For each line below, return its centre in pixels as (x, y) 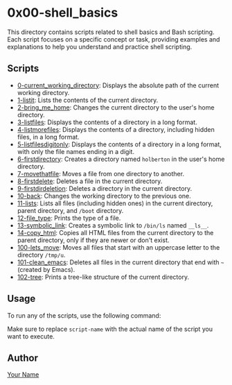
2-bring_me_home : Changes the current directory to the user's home (116, 107)
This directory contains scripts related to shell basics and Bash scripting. (111, 32)
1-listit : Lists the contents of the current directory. (88, 100)
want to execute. (31, 336)
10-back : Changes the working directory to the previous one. (104, 196)
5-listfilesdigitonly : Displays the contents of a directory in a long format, (119, 144)
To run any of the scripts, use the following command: (84, 315)
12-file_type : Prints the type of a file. (69, 218)
